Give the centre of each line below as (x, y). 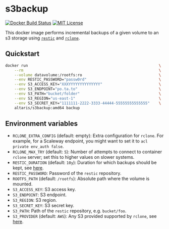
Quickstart (22, 54)
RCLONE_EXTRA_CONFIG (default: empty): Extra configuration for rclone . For (88, 136)
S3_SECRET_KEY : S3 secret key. (43, 206)
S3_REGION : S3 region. (35, 200)
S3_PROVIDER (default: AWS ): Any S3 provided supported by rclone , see (84, 216)
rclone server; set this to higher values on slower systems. (73, 157)
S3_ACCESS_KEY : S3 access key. (44, 190)
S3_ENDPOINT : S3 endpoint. (40, 195)
